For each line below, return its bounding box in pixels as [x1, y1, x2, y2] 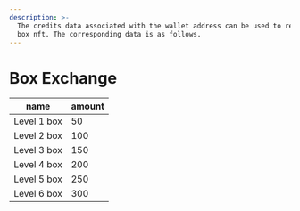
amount [71, 100, 105, 112]
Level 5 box [13, 173, 62, 185]
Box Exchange [9, 68, 118, 88]
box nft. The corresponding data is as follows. [17, 29, 202, 38]
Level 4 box [13, 158, 62, 171]
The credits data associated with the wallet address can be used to [17, 21, 281, 30]
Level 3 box [13, 144, 62, 157]
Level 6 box [13, 188, 62, 200]
